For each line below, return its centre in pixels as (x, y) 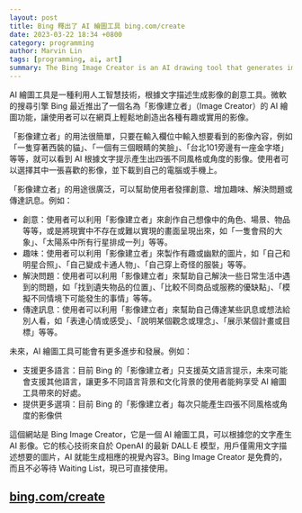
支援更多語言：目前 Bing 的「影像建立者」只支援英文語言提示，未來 (147, 370)
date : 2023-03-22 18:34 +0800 (66, 34)
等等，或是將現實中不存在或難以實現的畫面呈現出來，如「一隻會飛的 (148, 230)
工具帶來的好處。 (54, 392)
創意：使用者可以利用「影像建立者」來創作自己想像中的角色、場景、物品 (156, 219)
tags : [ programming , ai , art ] (66, 59)
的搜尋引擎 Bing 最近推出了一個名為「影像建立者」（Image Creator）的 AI (144, 105)
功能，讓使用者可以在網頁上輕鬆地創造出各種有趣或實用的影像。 (135, 117)
